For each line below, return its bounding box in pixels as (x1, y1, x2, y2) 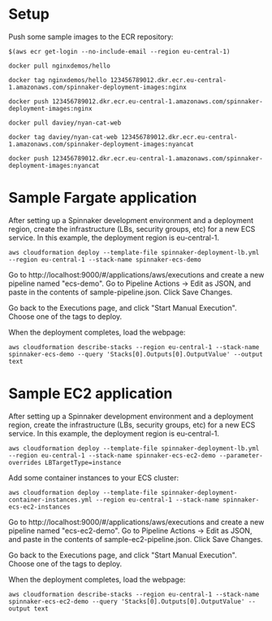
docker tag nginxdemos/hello (8, 76, 107, 84)
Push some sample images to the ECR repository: (8, 32, 174, 42)
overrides (8, 458, 42, 466)
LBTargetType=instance (44, 458, 122, 466)
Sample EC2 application (8, 384, 173, 403)
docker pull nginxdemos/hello (8, 62, 111, 70)
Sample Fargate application (8, 189, 197, 208)
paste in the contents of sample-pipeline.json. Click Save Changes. (8, 286, 233, 297)
